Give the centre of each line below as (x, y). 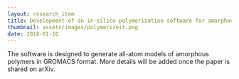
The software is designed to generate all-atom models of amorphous (108, 54)
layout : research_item (41, 14)
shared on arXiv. (31, 69)
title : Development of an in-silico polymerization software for (106, 21)
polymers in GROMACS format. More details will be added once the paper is (118, 62)
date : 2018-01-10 (33, 34)
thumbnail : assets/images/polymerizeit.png (73, 27)
